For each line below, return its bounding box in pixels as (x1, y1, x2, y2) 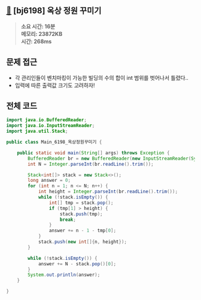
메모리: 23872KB (20, 30, 63, 37)
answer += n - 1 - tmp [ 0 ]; (48, 227, 117, 234)
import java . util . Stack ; (6, 128, 68, 134)
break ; (59, 217, 77, 223)
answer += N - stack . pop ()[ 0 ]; (38, 260, 117, 267)
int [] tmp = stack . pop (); (48, 200, 114, 206)
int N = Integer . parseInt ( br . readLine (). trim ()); (28, 161, 154, 167)
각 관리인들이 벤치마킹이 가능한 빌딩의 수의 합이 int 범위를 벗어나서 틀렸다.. (14, 74, 188, 81)
